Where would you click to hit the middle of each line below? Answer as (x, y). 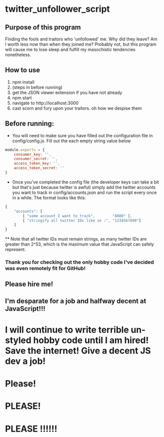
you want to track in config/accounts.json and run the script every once (84, 192)
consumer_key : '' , (33, 154)
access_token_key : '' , (37, 163)
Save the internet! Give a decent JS (78, 351)
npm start (22, 97)
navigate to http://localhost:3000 (45, 103)
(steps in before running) (37, 87)
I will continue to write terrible (67, 330)
